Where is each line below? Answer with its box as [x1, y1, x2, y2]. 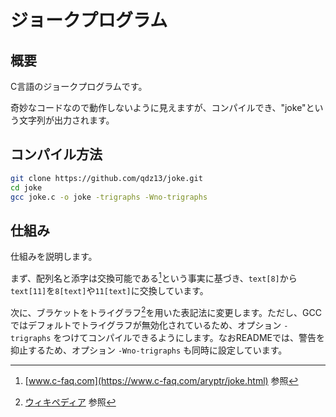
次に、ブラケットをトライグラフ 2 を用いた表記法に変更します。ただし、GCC [10, 304, 322, 318]
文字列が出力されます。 [18, 114, 115, 126]
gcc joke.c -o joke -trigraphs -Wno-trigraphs [10, 192, 208, 202]
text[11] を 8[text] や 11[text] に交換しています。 [10, 284, 209, 296]
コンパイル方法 [10, 146, 103, 163]
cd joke [10, 182, 43, 193]
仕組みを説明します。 [10, 251, 98, 263]
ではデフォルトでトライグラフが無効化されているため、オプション [10, 319, 282, 331]
